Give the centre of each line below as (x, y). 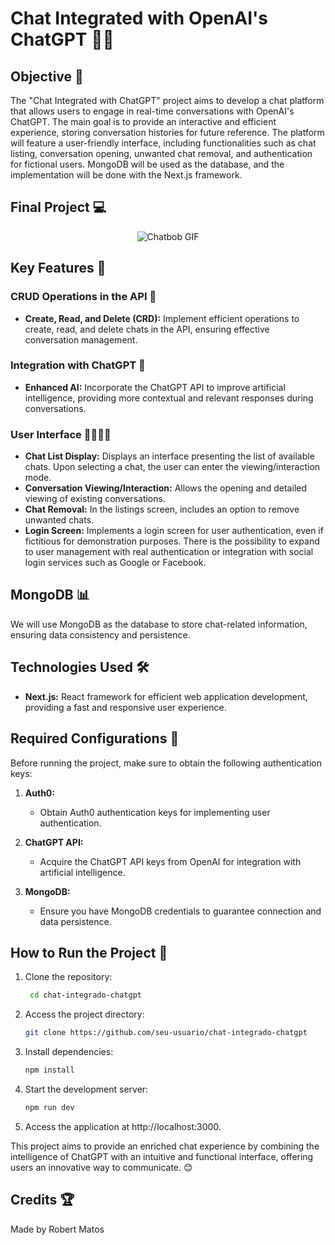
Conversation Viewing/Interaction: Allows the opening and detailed (165, 488)
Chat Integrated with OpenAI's (139, 18)
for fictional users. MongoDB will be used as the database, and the (147, 164)
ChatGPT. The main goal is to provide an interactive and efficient (143, 121)
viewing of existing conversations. (95, 499)
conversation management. (81, 339)
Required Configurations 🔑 (95, 738)
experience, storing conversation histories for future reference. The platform (167, 132)
